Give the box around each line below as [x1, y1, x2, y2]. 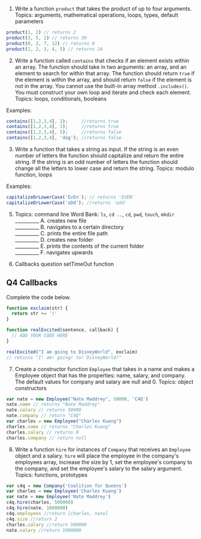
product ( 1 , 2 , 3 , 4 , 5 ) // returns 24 [6, 46, 103, 52]
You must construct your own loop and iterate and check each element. [14, 89, 191, 96]
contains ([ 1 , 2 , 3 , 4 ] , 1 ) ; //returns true [6, 124, 119, 130]
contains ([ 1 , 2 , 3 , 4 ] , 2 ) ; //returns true [6, 118, 119, 124]
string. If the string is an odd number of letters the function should [14, 159, 178, 165]
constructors [14, 384, 47, 391]
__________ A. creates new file [14, 217, 87, 224]
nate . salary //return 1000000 [6, 527, 82, 533]
